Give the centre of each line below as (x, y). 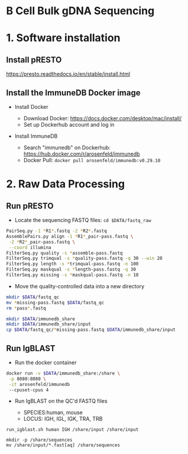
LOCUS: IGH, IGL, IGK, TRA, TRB (63, 419)
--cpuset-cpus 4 (29, 390)
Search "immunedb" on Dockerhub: (67, 147)
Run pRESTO (30, 206)
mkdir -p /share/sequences (39, 440)
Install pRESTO (34, 59)
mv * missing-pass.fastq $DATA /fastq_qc (55, 302)
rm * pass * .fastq (26, 308)
